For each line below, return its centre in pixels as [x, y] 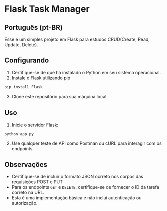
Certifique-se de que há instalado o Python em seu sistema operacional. [86, 72]
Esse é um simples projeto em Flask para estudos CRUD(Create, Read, [77, 39]
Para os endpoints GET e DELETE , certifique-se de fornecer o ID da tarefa [85, 187]
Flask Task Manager [47, 9]
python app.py [19, 134]
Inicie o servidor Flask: [35, 125]
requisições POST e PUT [37, 182]
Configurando [27, 61]
